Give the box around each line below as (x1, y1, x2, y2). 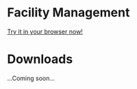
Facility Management (7, 5, 130, 21)
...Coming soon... (7, 74, 55, 82)
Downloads (7, 51, 73, 67)
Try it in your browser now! (7, 27, 84, 36)
